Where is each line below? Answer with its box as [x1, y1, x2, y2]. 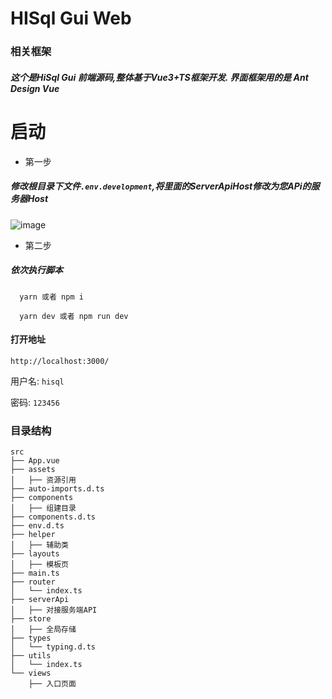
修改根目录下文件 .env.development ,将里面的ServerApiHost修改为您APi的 [10, 180, 312, 192]
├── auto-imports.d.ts [10, 484, 105, 494]
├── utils [10, 651, 52, 661]
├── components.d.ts [10, 512, 97, 522]
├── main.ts [10, 568, 60, 579]
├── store [10, 614, 52, 624]
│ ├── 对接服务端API [10, 605, 98, 616]
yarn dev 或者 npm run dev [19, 311, 129, 321]
